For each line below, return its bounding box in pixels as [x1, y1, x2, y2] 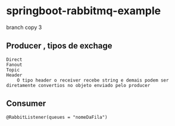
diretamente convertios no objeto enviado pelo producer [6, 82, 151, 88]
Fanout [6, 62, 23, 67]
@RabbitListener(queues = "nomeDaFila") [6, 114, 108, 120]
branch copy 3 [6, 24, 42, 31]
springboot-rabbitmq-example [6, 4, 161, 18]
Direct [6, 56, 23, 63]
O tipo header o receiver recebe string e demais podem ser [17, 77, 169, 83]
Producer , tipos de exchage [6, 41, 112, 51]
